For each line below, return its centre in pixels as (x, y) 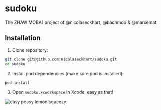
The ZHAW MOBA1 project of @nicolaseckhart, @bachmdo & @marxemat (81, 22)
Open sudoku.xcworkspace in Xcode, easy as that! (63, 92)
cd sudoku (15, 64)
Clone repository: (30, 50)
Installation (23, 38)
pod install (17, 83)
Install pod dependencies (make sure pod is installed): (68, 73)
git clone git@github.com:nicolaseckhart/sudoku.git (61, 59)
